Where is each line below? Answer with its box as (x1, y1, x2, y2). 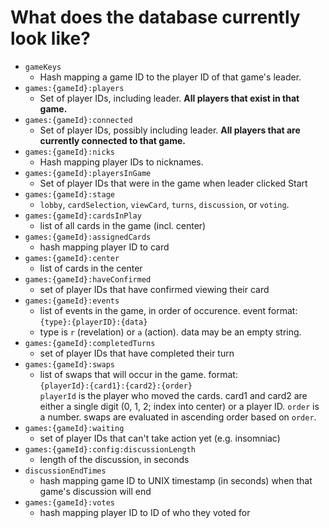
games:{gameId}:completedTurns (24, 338, 156, 348)
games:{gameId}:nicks (24, 147, 115, 157)
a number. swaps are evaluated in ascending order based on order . (39, 411, 317, 423)
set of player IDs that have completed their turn (39, 347, 235, 359)
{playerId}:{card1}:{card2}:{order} (39, 381, 193, 391)
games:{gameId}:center (24, 253, 120, 263)
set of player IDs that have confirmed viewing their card (39, 283, 270, 295)
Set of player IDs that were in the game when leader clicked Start (39, 177, 308, 189)
